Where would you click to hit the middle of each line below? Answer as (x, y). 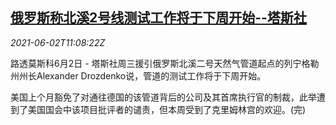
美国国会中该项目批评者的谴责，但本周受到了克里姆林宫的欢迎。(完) (167, 109)
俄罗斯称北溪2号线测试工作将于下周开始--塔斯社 (158, 18)
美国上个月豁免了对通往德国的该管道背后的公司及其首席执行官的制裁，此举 (163, 97)
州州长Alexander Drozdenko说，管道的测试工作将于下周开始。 (138, 75)
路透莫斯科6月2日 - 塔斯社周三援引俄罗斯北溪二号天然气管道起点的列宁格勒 (165, 63)
